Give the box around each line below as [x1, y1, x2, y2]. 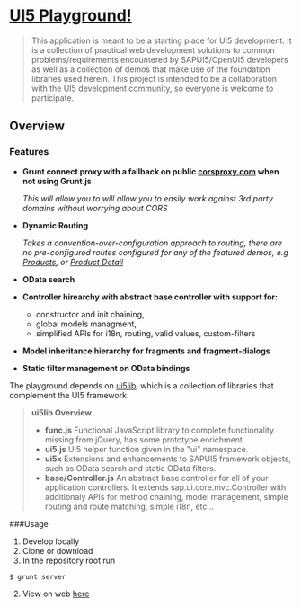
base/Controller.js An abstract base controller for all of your [44, 472, 269, 483]
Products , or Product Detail [22, 256, 124, 267]
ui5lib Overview [31, 406, 93, 418]
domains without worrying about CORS [22, 202, 168, 213]
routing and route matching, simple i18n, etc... [44, 501, 214, 512]
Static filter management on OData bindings [22, 362, 190, 373]
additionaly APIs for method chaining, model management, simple [44, 491, 289, 502]
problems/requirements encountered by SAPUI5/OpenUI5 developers [31, 54, 289, 65]
